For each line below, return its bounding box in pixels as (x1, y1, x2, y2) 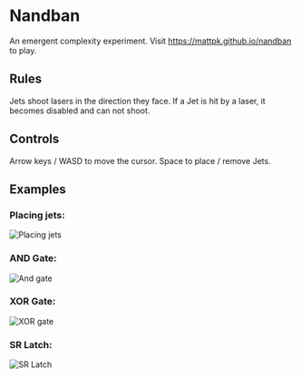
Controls (9, 131, 60, 147)
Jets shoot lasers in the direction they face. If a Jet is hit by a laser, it (9, 95, 266, 106)
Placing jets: (9, 208, 65, 221)
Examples (9, 181, 66, 197)
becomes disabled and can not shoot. (9, 105, 150, 116)
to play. (9, 44, 37, 55)
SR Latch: (9, 338, 53, 351)
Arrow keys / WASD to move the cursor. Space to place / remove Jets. (9, 155, 271, 166)
